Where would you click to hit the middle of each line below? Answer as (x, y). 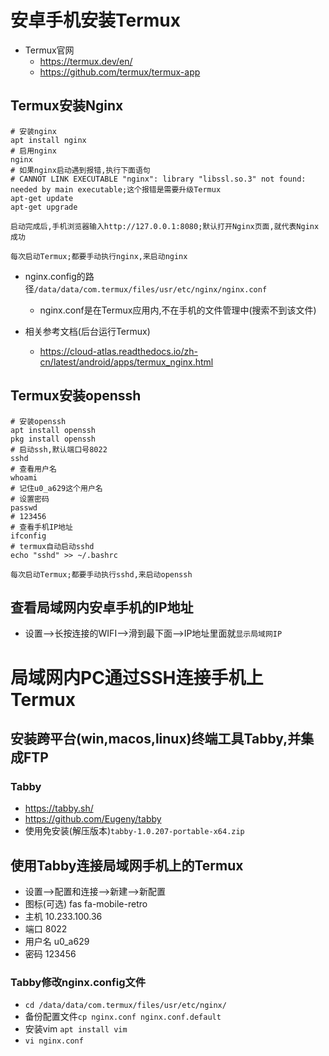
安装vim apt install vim (76, 1029)
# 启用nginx (33, 151)
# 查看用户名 (33, 469)
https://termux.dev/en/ (86, 61)
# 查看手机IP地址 (41, 527)
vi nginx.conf (54, 1041)
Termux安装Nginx (67, 106)
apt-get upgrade (44, 207)
